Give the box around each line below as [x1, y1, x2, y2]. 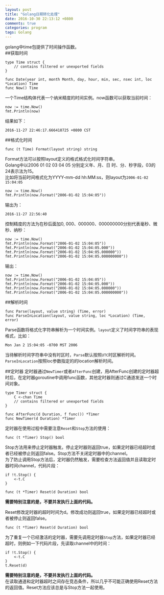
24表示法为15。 [5, 168, 37, 174]
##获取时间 [5, 50, 28, 56]
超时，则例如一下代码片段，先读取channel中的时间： [5, 541, 112, 546]
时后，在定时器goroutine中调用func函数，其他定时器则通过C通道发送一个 [5, 375, 153, 380]
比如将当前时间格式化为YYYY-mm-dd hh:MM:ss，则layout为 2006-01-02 [5, 174, 148, 180]
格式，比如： [5, 333, 31, 338]
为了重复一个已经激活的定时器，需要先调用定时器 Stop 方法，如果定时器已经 [5, 534, 156, 540]
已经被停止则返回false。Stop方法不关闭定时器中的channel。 [9, 451, 131, 456]
